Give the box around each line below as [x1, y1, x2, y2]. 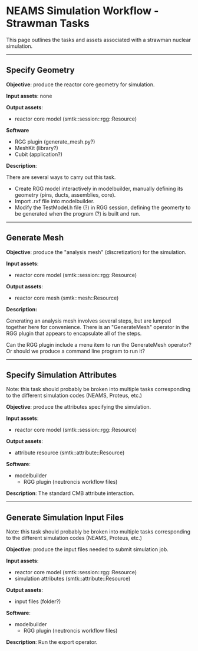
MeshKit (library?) [14, 144, 59, 151]
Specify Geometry [6, 65, 75, 75]
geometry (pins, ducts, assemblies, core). [14, 191, 116, 198]
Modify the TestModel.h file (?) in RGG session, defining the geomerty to [14, 204, 191, 211]
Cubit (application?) [14, 151, 63, 158]
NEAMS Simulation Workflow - [6, 4, 159, 18]
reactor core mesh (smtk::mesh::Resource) [14, 294, 119, 301]
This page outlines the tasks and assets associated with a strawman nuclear [6, 36, 192, 43]
